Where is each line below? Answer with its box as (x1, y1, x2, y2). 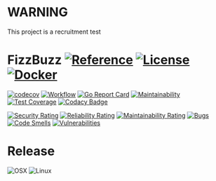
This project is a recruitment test (7, 27, 102, 36)
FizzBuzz (7, 52, 62, 68)
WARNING (7, 4, 68, 20)
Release (7, 143, 55, 159)
